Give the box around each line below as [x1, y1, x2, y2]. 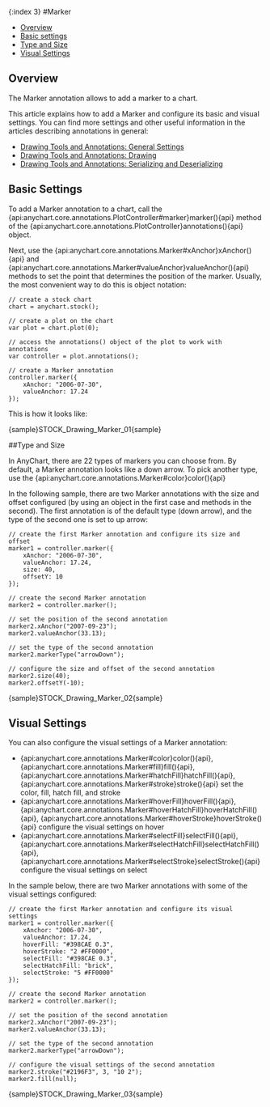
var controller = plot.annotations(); [8, 352, 139, 360]
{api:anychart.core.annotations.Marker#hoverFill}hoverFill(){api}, [19, 796, 237, 806]
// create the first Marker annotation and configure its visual [8, 906, 233, 914]
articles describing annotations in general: [8, 125, 149, 136]
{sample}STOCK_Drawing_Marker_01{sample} [8, 424, 162, 434]
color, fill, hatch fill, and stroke [19, 788, 121, 798]
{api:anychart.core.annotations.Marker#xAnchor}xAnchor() [54, 245, 252, 255]
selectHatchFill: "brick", [23, 962, 114, 970]
